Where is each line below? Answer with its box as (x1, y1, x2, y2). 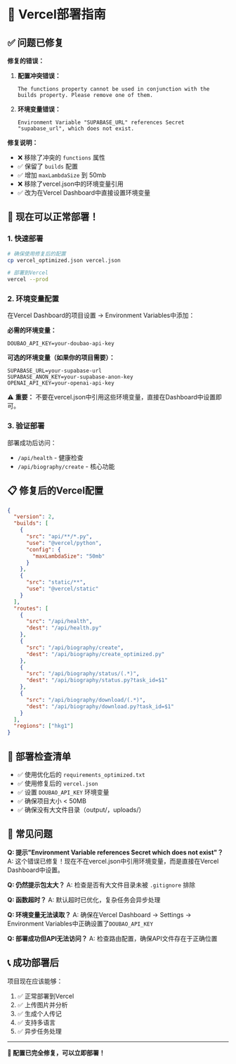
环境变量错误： (17, 105, 61, 113)
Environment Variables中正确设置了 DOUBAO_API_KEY (7, 919, 153, 928)
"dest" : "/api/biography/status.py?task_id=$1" (25, 677, 169, 684)
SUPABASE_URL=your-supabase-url (7, 367, 102, 375)
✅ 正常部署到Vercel (17, 992, 74, 1000)
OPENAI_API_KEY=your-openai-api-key (7, 380, 114, 387)
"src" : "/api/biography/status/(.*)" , (25, 670, 140, 677)
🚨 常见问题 (7, 828, 53, 840)
